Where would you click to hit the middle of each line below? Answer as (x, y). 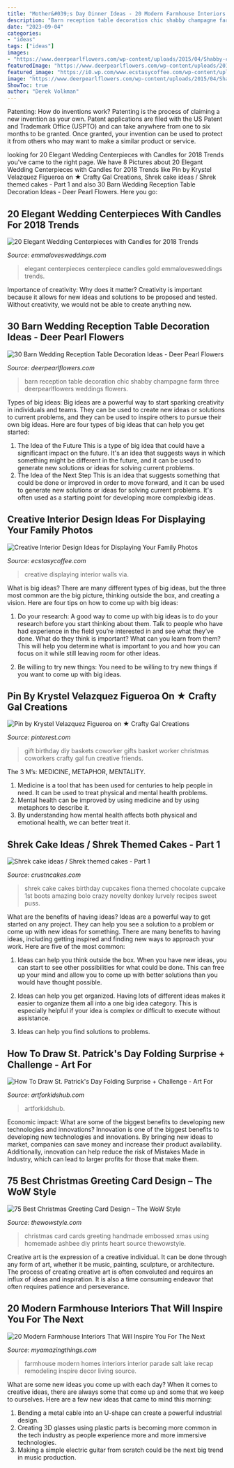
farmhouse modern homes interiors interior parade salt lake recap (119, 1363)
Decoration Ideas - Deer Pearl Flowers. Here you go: (83, 192)
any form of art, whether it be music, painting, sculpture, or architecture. (111, 1264)
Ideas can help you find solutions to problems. (84, 1032)
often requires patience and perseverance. (69, 1286)
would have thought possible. (60, 982)
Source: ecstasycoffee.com (47, 560)
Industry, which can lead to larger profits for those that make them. (103, 1159)
